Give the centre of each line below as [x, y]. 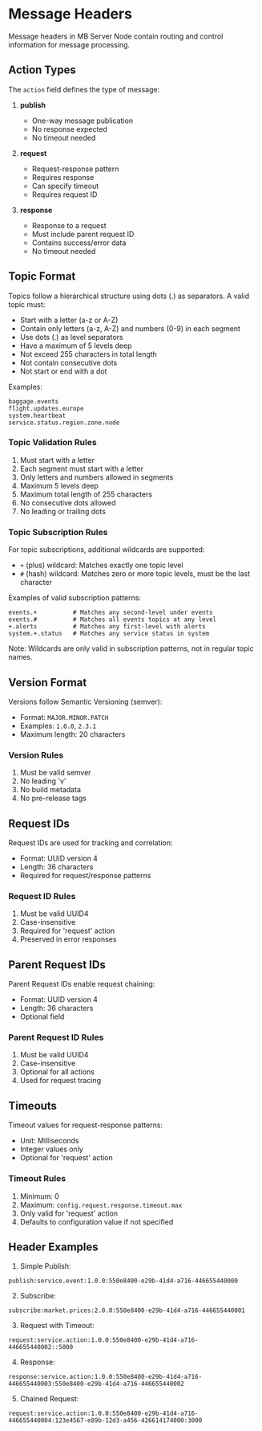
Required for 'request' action [67, 931]
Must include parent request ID [83, 234]
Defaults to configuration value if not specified [97, 1221]
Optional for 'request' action [67, 1158]
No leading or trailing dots [63, 511]
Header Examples [53, 1247]
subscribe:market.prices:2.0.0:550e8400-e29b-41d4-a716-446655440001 [127, 1310]
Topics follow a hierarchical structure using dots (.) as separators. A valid [129, 296]
